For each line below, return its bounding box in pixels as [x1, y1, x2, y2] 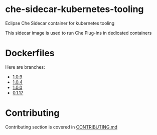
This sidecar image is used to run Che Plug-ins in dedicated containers [5, 30, 152, 36]
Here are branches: [5, 64, 45, 70]
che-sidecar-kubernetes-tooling [5, 4, 144, 15]
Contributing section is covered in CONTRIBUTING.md [5, 124, 118, 130]
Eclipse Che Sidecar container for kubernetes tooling [5, 20, 115, 26]
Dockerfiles [5, 48, 55, 59]
